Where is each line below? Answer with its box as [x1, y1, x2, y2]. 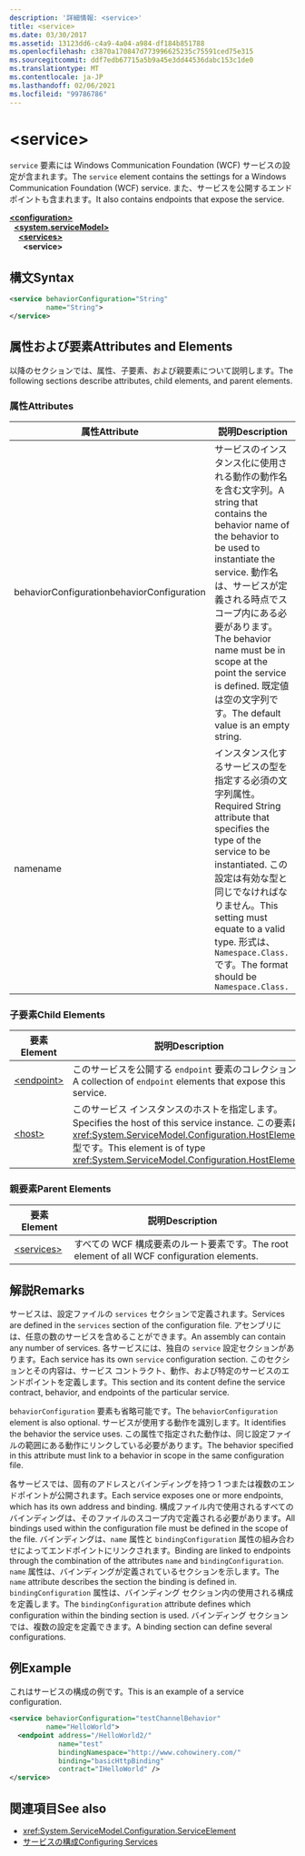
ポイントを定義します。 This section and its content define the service [25, 1376, 286, 1388]
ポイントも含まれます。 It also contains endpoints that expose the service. [9, 194, 285, 205]
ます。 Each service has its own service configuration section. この [16, 1354, 266, 1365]
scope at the [214, 654, 268, 667]
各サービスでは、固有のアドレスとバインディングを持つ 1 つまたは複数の [9, 1478, 280, 1489]
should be [214, 970, 257, 983]
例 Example [9, 1660, 72, 1676]
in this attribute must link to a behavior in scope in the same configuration [9, 1450, 284, 1461]
